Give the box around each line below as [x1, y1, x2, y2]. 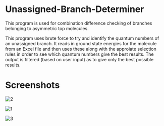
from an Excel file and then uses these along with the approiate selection [5, 46, 156, 52]
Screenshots [5, 79, 60, 91]
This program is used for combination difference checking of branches [5, 20, 152, 26]
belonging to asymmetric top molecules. [5, 25, 89, 31]
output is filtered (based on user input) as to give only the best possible [5, 56, 154, 62]
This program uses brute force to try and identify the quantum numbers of [5, 35, 159, 41]
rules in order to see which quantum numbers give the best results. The [5, 51, 154, 57]
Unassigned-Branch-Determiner [5, 4, 144, 15]
